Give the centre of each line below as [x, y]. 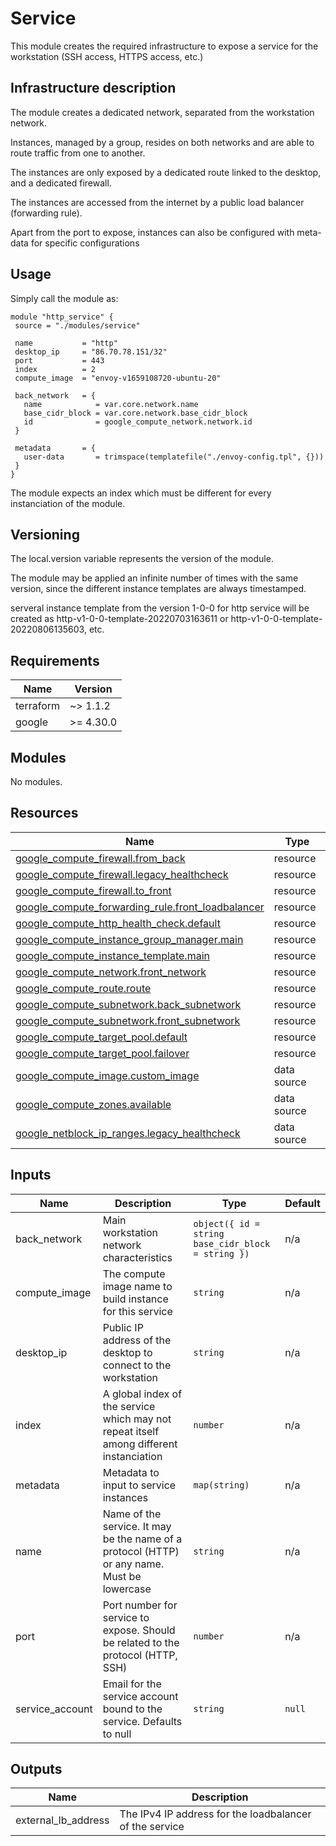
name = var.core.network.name [111, 404]
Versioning [45, 534]
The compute [134, 1274]
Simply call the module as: [64, 298]
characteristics [137, 1257]
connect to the [137, 1365]
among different [140, 1444]
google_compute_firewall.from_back [100, 858]
